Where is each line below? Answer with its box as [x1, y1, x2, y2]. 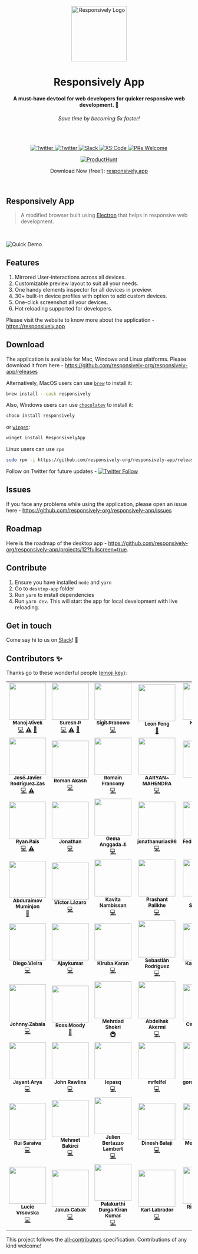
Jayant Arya [12, 1079, 42, 1086]
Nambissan [99, 902, 127, 909]
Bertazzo [102, 1139, 124, 1147]
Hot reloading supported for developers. [14, 305, 113, 312]
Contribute [6, 563, 47, 573]
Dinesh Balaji [141, 1139, 173, 1147]
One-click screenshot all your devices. [14, 298, 108, 306]
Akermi [148, 1024, 166, 1031]
